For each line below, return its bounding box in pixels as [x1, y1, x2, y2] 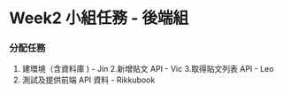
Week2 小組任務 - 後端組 [9, 8, 188, 28]
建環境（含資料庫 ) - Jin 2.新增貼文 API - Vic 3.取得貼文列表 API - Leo [21, 64, 274, 74]
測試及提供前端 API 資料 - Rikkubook [21, 74, 156, 85]
